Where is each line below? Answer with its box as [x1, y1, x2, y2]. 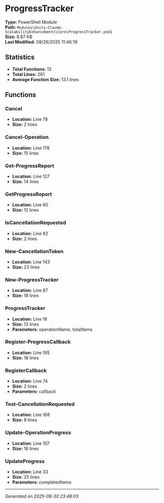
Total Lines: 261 [12, 71, 45, 77]
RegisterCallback [5, 367, 47, 374]
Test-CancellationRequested [5, 401, 75, 408]
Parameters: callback [12, 389, 56, 394]
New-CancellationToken [5, 248, 64, 255]
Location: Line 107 [12, 440, 50, 446]
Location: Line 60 [12, 202, 48, 208]
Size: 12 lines [12, 207, 39, 213]
